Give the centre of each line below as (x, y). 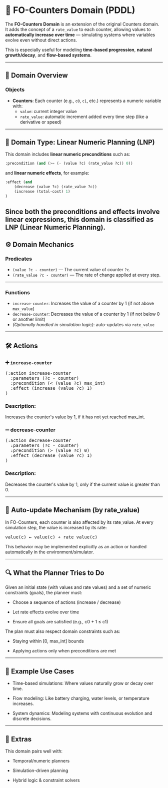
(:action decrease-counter (38, 441)
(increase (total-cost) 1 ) (42, 192)
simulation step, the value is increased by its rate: (56, 527)
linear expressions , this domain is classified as (79, 220)
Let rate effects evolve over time (46, 612)
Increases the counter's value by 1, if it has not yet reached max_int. (75, 417)
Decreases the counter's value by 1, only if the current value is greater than (82, 484)
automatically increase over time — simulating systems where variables (80, 35)
